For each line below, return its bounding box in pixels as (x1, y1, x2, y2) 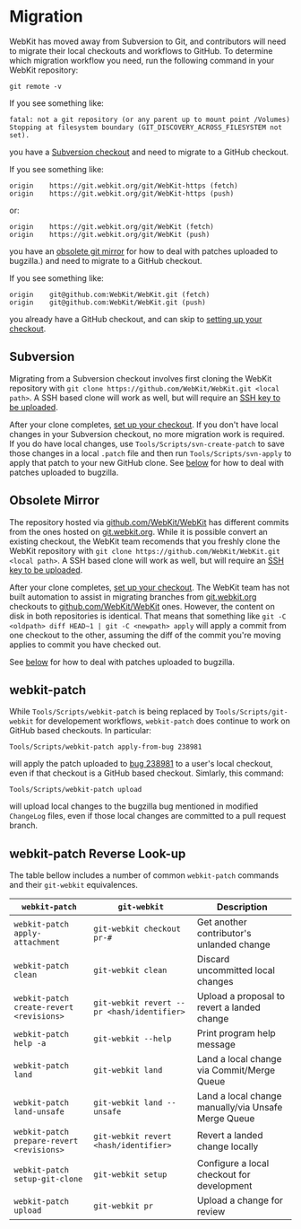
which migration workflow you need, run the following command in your (9, 55, 275, 66)
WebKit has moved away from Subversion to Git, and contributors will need (9, 36, 287, 47)
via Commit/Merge (196, 1064, 276, 1076)
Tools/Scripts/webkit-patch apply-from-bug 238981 (9, 742, 202, 751)
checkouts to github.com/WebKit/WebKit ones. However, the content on (9, 601, 275, 611)
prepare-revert (13, 1136, 79, 1146)
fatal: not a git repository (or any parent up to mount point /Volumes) (9, 115, 291, 124)
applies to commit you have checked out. (9, 639, 161, 650)
